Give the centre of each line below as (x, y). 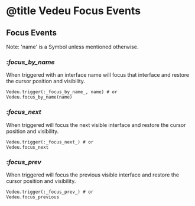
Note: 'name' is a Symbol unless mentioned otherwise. (72, 47)
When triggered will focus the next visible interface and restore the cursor (96, 125)
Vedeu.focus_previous (33, 197)
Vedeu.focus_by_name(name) (39, 97)
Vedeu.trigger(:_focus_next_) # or (50, 142)
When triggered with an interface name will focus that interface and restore (98, 75)
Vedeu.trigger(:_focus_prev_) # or (50, 192)
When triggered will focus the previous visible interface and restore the (92, 175)
